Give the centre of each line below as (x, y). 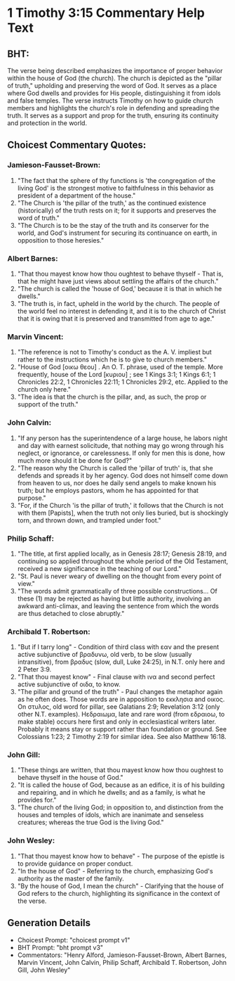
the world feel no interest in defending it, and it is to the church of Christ (121, 311)
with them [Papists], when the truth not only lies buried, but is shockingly (123, 513)
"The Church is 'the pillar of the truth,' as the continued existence (112, 203)
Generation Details (49, 923)
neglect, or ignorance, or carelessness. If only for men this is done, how (121, 453)
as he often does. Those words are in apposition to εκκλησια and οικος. (121, 699)
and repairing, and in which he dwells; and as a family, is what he (111, 793)
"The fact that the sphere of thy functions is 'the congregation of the (116, 180)
